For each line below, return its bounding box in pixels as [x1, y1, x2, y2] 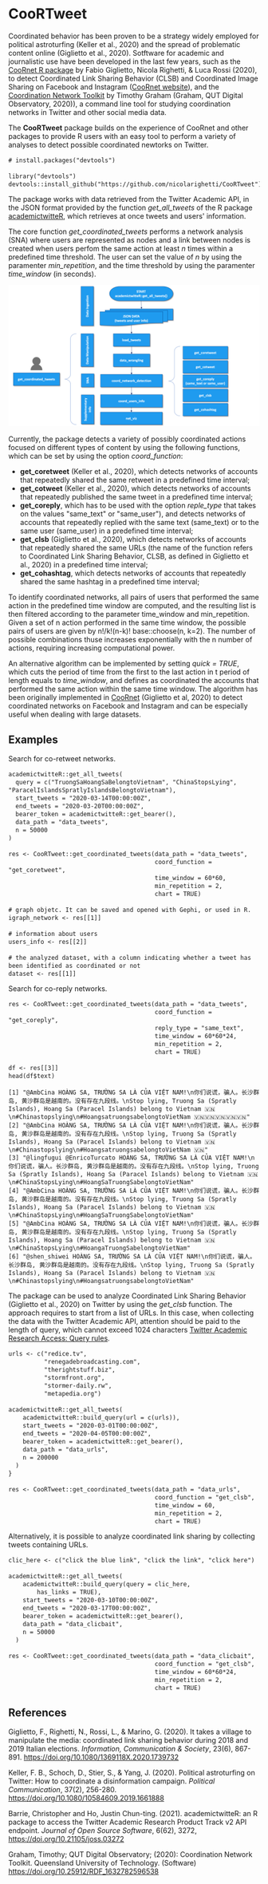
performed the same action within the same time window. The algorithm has [8, 684, 258, 694]
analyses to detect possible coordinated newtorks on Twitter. [8, 140, 209, 149]
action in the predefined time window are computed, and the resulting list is [8, 601, 257, 610]
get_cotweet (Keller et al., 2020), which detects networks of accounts [19, 484, 251, 493]
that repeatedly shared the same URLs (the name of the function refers [19, 543, 254, 553]
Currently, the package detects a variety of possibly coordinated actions [8, 434, 246, 444]
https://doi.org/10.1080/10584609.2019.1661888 [8, 1793, 165, 1803]
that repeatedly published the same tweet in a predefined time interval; [19, 492, 254, 502]
